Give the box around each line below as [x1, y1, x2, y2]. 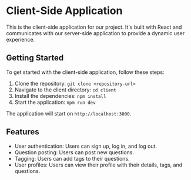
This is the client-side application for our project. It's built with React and [6, 23, 182, 30]
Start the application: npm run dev [14, 99, 96, 106]
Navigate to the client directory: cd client [14, 86, 116, 93]
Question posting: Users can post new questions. [14, 148, 134, 156]
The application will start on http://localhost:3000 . [6, 110, 132, 117]
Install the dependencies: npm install [14, 92, 106, 99]
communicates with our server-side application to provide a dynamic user [6, 29, 185, 36]
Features [6, 127, 39, 137]
